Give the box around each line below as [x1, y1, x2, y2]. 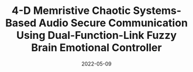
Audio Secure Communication [39, 16, 188, 30]
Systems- [133, 4, 181, 17]
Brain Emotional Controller [31, 41, 162, 55]
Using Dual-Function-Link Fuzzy [16, 29, 177, 42]
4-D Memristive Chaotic [12, 4, 131, 17]
